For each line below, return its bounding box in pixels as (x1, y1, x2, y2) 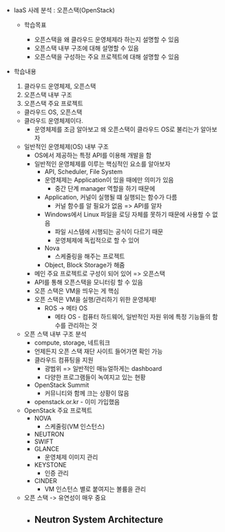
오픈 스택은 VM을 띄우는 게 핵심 (34, 287, 119, 295)
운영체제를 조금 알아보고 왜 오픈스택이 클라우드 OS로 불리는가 (34, 125, 200, 133)
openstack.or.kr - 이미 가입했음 (34, 398, 120, 406)
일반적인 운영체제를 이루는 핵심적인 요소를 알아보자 (34, 160, 171, 168)
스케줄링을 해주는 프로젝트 (54, 252, 125, 260)
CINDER (34, 477, 57, 485)
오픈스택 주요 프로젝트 (23, 99, 84, 107)
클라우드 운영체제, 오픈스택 (23, 82, 96, 90)
